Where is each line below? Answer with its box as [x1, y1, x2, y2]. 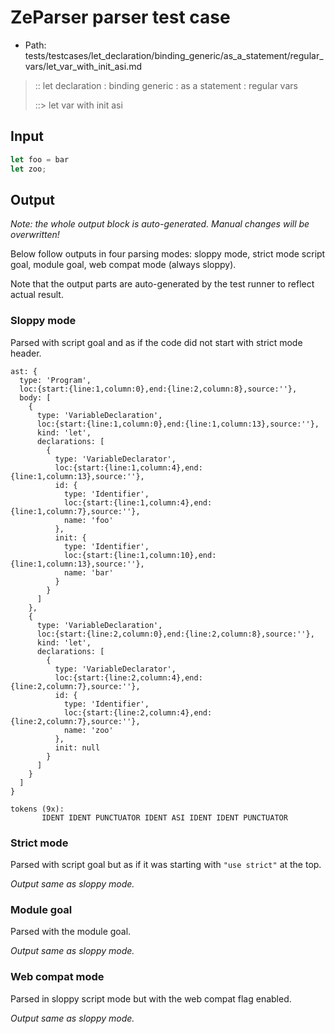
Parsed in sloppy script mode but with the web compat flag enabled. [10, 992, 292, 1005]
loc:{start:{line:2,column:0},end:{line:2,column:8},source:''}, [36, 629, 315, 639]
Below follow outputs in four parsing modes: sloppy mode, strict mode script [10, 248, 326, 260]
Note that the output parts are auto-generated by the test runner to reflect [10, 278, 315, 290]
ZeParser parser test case [10, 6, 231, 29]
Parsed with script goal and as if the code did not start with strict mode [10, 336, 303, 348]
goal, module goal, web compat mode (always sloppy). [10, 259, 237, 271]
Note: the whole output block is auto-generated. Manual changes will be [10, 218, 310, 230]
